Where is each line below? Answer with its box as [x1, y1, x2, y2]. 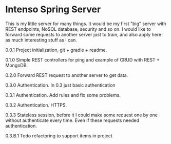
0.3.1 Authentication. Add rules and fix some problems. [5, 92, 121, 98]
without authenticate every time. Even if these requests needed [5, 117, 140, 124]
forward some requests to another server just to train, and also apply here [5, 31, 162, 37]
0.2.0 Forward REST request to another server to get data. [5, 72, 128, 78]
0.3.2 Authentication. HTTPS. [5, 101, 67, 108]
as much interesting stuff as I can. [5, 37, 77, 43]
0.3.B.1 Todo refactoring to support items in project [5, 132, 113, 139]
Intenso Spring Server [5, 4, 101, 15]
